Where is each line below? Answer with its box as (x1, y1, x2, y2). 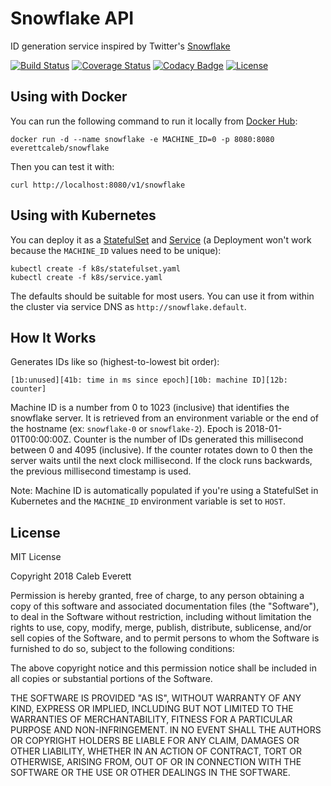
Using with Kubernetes (10, 207, 157, 224)
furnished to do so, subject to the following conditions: (10, 643, 235, 655)
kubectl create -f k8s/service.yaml (10, 272, 163, 282)
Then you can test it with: (10, 160, 115, 172)
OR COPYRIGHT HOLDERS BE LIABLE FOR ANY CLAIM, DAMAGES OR (10, 735, 300, 747)
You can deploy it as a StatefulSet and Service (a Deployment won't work (10, 233, 312, 246)
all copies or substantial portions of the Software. (10, 673, 213, 685)
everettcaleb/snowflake (10, 143, 110, 153)
